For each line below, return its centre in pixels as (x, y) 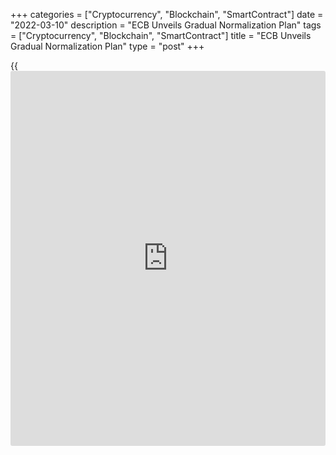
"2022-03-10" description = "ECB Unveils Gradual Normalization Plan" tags (166, 25)
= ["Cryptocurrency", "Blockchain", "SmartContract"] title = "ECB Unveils (161, 35)
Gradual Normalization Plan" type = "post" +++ (107, 46)
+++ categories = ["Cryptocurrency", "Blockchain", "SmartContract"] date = (167, 14)
